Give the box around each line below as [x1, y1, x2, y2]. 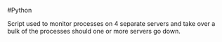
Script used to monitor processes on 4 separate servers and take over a [7, 20, 216, 27]
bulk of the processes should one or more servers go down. [7, 27, 181, 35]
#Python [7, 6, 32, 14]
